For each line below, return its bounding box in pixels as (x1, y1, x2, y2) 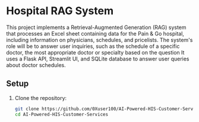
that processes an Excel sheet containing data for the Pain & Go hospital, (6, 30, 184, 37)
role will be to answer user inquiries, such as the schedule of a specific (6, 43, 180, 50)
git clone (14, 105, 40, 112)
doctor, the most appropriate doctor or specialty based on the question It (6, 49, 185, 56)
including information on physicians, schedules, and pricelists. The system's (6, 36, 193, 43)
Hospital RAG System (6, 4, 114, 18)
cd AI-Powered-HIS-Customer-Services (14, 111, 109, 117)
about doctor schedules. (6, 61, 67, 69)
